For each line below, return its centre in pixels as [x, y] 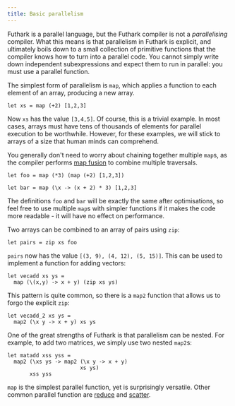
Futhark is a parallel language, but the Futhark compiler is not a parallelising [117, 34]
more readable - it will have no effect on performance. [86, 215]
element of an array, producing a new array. [71, 92]
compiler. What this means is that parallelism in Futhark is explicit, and [109, 41]
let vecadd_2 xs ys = [39, 316]
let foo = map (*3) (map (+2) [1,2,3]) [66, 175]
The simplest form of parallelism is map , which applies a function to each [112, 85]
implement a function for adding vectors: [66, 263]
